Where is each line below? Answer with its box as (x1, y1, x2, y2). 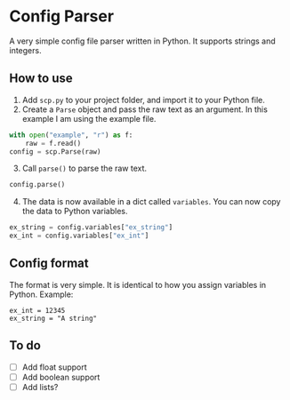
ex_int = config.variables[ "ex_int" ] (9, 231, 149, 241)
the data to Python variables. (21, 206, 128, 217)
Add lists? (21, 381, 59, 392)
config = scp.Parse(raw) (9, 147, 101, 156)
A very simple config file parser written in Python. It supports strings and (9, 36, 276, 46)
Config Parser (9, 6, 114, 27)
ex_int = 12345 (9, 306, 66, 315)
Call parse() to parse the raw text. (21, 163, 148, 174)
